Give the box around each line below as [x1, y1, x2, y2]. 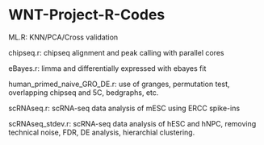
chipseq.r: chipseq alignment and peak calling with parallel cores [8, 48, 224, 57]
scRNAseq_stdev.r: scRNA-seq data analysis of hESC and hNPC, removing [8, 118, 257, 128]
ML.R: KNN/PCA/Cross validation [8, 32, 119, 42]
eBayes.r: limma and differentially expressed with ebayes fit [8, 63, 207, 73]
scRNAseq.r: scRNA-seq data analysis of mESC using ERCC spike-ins [8, 103, 241, 113]
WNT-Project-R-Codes [8, 6, 166, 24]
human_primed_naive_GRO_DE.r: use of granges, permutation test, [8, 79, 230, 89]
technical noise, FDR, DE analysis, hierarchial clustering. [8, 127, 195, 137]
